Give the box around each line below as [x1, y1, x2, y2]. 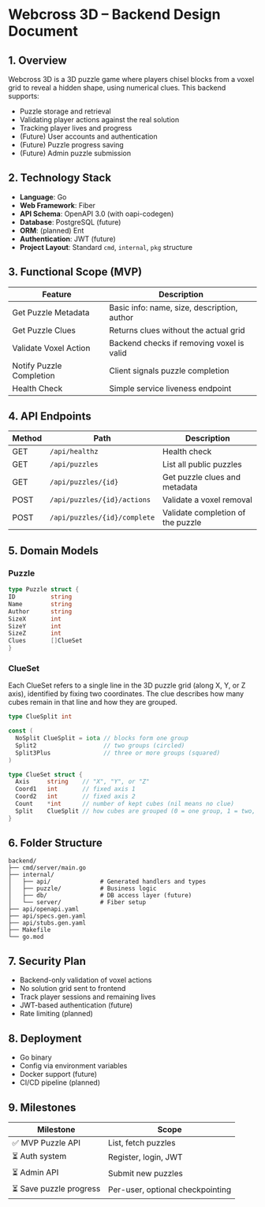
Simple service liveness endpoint [109, 382, 232, 393]
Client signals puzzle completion [109, 365, 230, 376]
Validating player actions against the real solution [19, 115, 180, 124]
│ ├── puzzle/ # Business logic [8, 885, 157, 892]
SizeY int [8, 622, 62, 630]
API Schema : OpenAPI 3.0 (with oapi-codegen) [19, 209, 174, 218]
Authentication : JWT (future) [19, 234, 116, 244]
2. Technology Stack [8, 171, 112, 184]
